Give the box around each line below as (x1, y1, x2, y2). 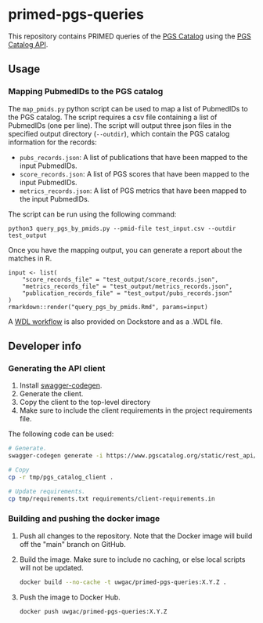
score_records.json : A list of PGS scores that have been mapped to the (19, 169, 250, 178)
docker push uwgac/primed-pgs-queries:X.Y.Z (19, 607, 168, 615)
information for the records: (8, 137, 97, 147)
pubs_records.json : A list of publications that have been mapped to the (19, 152, 248, 162)
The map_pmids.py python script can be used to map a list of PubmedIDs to (8, 104, 248, 113)
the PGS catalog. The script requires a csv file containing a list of (8, 112, 218, 122)
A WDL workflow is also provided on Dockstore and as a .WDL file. (8, 316, 223, 326)
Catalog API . (8, 39, 49, 49)
